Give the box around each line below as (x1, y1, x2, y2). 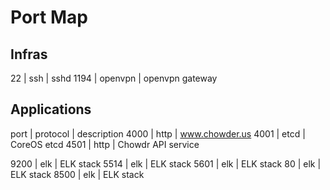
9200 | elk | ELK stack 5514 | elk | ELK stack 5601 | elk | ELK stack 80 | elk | (10, 157, 322, 170)
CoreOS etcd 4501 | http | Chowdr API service (10, 138, 200, 150)
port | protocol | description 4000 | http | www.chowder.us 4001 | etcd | (10, 127, 306, 140)
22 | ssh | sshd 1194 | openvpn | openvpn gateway (10, 72, 218, 84)
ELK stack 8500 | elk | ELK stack (10, 168, 145, 180)
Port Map (10, 6, 88, 29)
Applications (10, 101, 92, 118)
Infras (10, 46, 48, 63)
